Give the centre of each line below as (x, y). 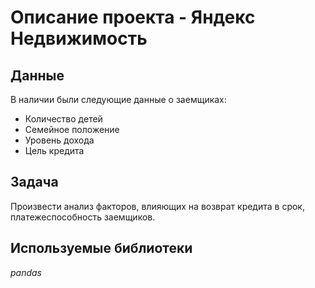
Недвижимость (79, 38)
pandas (26, 272)
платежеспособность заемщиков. (83, 217)
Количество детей (63, 119)
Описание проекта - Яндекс (133, 17)
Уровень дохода (59, 140)
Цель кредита (54, 150)
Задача (34, 182)
